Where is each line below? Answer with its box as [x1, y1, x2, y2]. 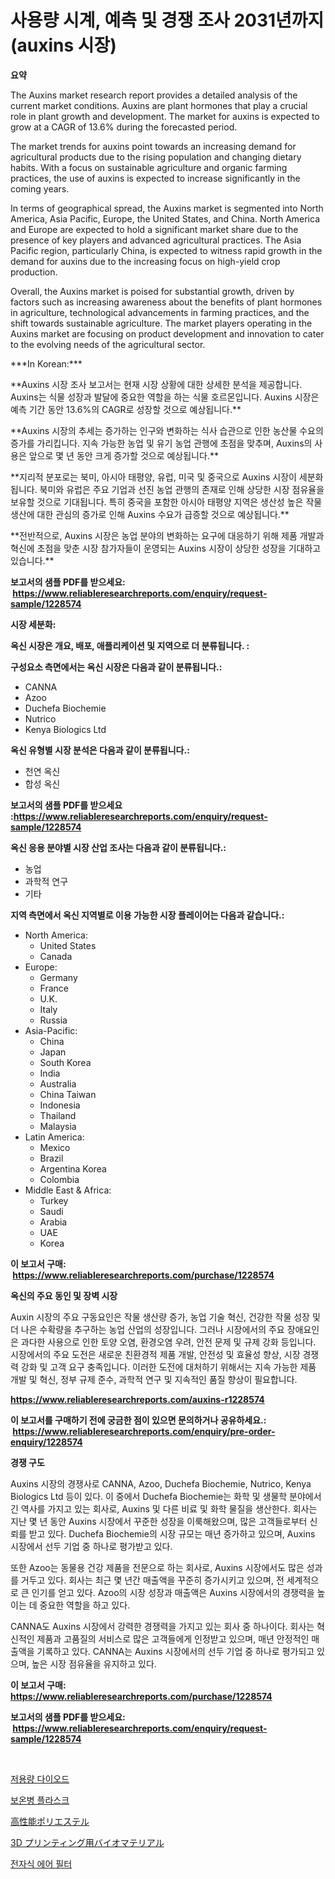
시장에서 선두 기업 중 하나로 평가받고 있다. [10, 1540, 173, 1552]
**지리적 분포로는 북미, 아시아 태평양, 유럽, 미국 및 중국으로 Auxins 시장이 [10, 471, 297, 483]
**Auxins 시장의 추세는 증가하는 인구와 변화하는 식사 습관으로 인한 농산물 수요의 [10, 424, 324, 436]
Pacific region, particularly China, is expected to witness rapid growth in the [10, 244, 323, 256]
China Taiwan [39, 1088, 97, 1100]
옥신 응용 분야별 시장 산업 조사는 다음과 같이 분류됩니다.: [10, 841, 227, 853]
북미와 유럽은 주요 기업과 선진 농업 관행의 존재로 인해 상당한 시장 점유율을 [39, 483, 325, 495]
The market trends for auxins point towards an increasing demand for [10, 140, 297, 152]
